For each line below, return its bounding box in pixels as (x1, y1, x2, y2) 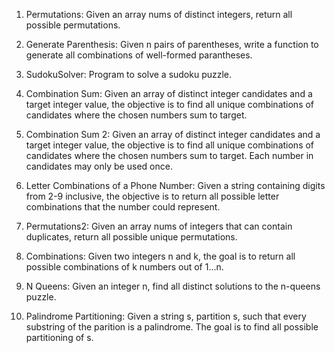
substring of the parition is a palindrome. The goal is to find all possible (25, 321, 319, 333)
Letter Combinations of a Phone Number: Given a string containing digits (25, 180, 326, 191)
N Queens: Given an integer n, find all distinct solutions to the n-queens (25, 280, 321, 292)
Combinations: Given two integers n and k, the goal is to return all (25, 250, 296, 262)
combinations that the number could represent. (25, 201, 221, 213)
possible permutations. (25, 19, 121, 31)
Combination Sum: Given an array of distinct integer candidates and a (25, 88, 313, 99)
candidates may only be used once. (25, 160, 173, 172)
